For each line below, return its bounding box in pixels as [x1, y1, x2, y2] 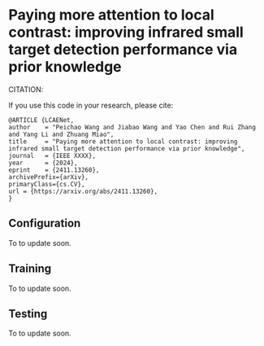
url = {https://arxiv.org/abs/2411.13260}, [8, 187, 158, 195]
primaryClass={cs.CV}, [8, 180, 85, 188]
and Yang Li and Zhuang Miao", [8, 130, 115, 138]
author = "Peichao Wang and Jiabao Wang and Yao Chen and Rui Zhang [8, 123, 256, 131]
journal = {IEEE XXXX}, [8, 151, 96, 160]
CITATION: [8, 84, 44, 94]
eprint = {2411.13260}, [8, 165, 100, 174]
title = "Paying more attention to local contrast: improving [8, 137, 238, 146]
